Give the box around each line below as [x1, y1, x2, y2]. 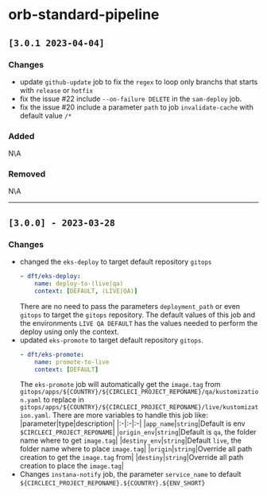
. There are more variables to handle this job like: [48, 411, 208, 420]
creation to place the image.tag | [19, 461, 125, 470]
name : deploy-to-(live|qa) [34, 280, 124, 288]
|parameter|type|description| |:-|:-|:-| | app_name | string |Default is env [19, 419, 246, 428]
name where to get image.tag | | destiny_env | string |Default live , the [19, 435, 242, 446]
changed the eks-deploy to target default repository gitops [19, 257, 212, 267]
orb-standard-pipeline [8, 6, 160, 24]
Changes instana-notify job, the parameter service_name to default [19, 470, 242, 479]
